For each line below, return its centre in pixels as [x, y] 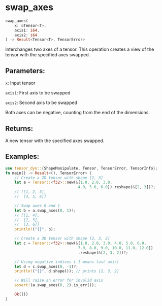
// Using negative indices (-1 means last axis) [67, 262]
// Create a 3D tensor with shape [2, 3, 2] [62, 239]
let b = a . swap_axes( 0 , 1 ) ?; [45, 210]
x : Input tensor [20, 83]
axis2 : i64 [26, 35]
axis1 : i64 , [27, 30]
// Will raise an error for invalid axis [59, 281]
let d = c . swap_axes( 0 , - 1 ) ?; [46, 266]
